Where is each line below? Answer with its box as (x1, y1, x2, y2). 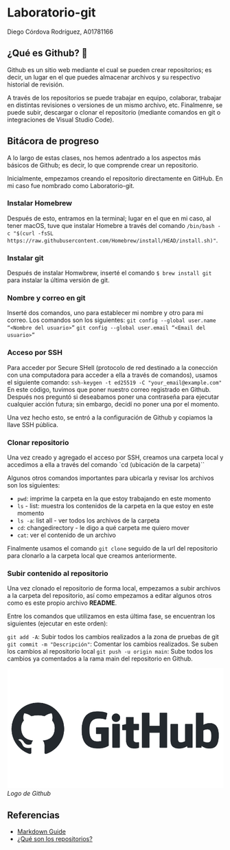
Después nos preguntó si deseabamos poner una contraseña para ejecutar (7, 393, 220, 401)
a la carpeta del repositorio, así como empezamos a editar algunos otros (7, 592, 212, 600)
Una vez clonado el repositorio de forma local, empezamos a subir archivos (7, 584, 221, 593)
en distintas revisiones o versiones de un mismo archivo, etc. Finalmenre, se (7, 101, 223, 109)
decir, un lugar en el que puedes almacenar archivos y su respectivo (7, 73, 200, 81)
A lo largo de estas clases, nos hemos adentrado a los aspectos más (7, 153, 201, 162)
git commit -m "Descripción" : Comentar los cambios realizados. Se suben (7, 640, 218, 648)
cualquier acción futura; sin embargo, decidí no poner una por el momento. (7, 400, 220, 408)
